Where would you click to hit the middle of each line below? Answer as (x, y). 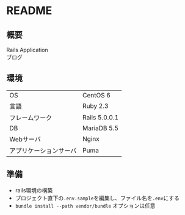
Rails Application (27, 50)
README (29, 11)
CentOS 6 (96, 95)
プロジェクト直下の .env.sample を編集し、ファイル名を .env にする (97, 198)
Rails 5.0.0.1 (100, 117)
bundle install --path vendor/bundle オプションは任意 (85, 205)
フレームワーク (31, 118)
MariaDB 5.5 (100, 128)
